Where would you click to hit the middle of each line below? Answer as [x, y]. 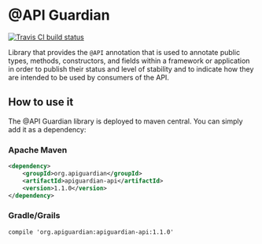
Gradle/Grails [34, 216]
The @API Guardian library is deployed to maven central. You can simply [125, 121]
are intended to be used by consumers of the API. [89, 77]
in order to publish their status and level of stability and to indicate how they [131, 68]
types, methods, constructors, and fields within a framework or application [129, 61]
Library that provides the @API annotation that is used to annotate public [124, 52]
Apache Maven [38, 150]
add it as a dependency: [47, 129]
